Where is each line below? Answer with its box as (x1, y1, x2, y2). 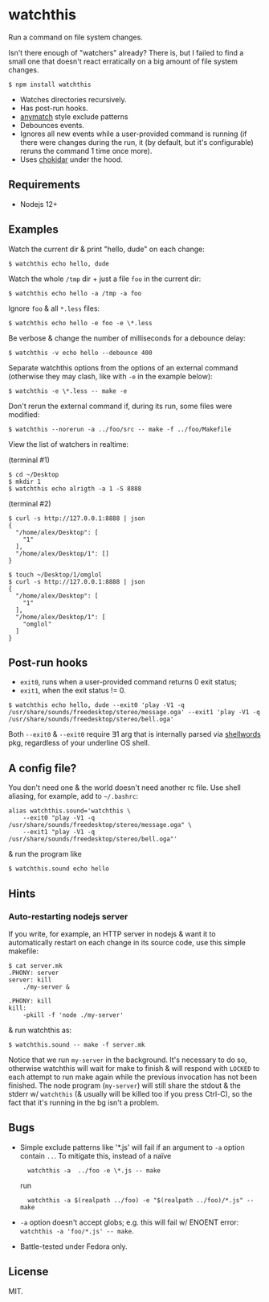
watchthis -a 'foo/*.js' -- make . (19, 1226, 134, 1235)
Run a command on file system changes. (8, 32, 143, 42)
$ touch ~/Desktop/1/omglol (8, 570, 103, 579)
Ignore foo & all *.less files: (8, 304, 100, 313)
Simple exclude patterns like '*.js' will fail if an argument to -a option (19, 1142, 245, 1152)
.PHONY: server (8, 969, 59, 977)
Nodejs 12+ (19, 199, 58, 209)
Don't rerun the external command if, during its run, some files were (8, 401, 233, 411)
